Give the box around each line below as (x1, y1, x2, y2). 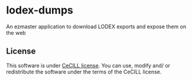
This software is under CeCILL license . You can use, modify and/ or (6, 62, 170, 69)
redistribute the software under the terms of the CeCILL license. (6, 68, 162, 75)
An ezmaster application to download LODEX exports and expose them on (6, 23, 187, 30)
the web (6, 29, 26, 36)
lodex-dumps (6, 4, 74, 17)
